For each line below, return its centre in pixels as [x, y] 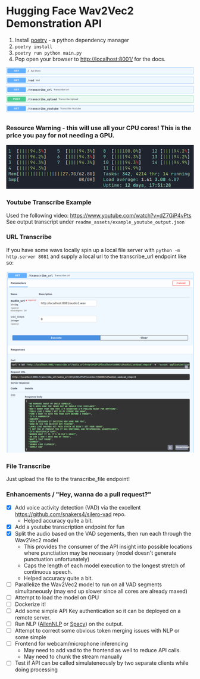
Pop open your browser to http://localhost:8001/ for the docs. [90, 59]
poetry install [34, 47]
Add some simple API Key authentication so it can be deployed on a [98, 611]
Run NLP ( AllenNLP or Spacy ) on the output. [69, 624]
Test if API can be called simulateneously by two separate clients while [101, 663]
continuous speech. [48, 571]
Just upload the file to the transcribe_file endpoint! [68, 479]
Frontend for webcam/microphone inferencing [71, 644]
